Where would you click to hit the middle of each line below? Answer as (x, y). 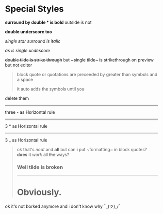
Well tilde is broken (40, 167)
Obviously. (39, 192)
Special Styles (34, 9)
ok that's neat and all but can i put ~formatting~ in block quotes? (82, 149)
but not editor (19, 65)
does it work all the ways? (43, 154)
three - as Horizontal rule (30, 112)
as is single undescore (27, 50)
